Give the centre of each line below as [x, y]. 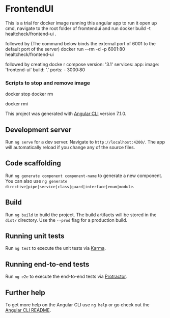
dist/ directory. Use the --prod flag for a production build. [66, 220]
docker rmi [17, 104]
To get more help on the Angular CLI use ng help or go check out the [77, 305]
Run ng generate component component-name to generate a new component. [84, 176]
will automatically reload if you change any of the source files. [70, 148]
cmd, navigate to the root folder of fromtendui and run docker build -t [78, 28]
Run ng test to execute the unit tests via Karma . [55, 248]
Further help [25, 292]
